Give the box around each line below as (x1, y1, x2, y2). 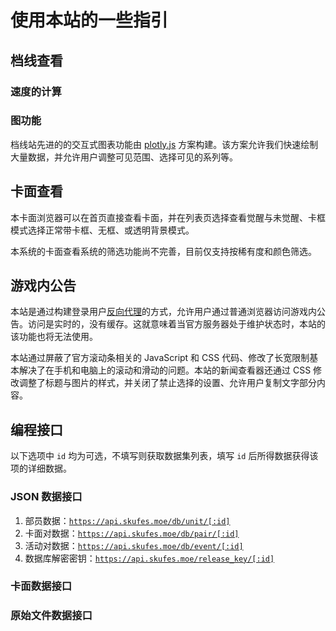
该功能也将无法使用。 (10, 331, 98, 343)
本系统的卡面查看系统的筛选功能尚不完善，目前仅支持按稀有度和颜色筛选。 (10, 245, 317, 257)
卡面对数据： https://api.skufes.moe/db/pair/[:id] (24, 527, 240, 539)
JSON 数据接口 (10, 490, 83, 504)
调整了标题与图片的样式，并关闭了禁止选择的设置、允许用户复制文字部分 (18, 377, 317, 389)
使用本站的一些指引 (10, 9, 169, 32)
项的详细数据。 (10, 462, 72, 475)
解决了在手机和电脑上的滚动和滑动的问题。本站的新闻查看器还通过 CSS (18, 364, 312, 376)
